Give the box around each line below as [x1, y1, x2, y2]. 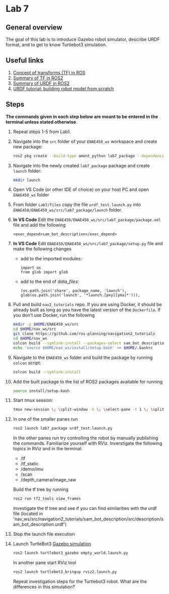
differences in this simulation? [13, 583, 75, 589]
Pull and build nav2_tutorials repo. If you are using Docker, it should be [13, 302, 162, 308]
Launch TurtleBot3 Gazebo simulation [13, 541, 92, 547]
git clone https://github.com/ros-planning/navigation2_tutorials [13, 331, 155, 337]
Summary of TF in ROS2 [13, 75, 63, 81]
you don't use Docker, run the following [13, 312, 95, 318]
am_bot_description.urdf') [13, 521, 67, 527]
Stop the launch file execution [13, 531, 75, 537]
